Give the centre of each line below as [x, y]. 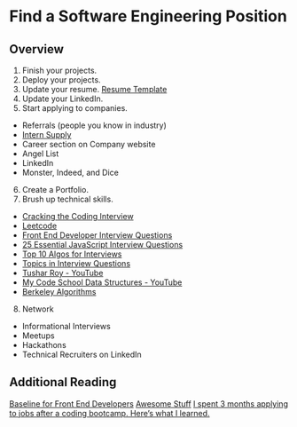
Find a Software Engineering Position [148, 16]
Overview [37, 49]
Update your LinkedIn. [63, 99]
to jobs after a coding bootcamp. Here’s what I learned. [109, 413]
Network [38, 309]
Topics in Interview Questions [76, 263]
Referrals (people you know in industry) [94, 125]
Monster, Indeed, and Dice [70, 172]
